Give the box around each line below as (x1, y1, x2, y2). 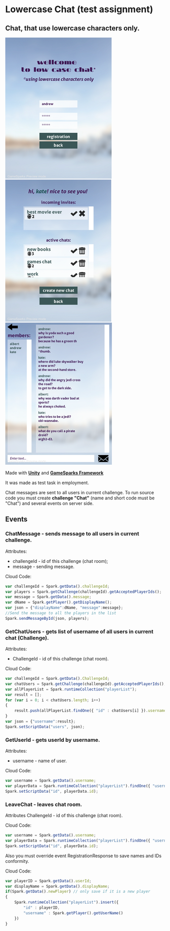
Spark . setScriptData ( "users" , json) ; (5, 724, 85, 729)
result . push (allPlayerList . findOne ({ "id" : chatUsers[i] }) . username (14, 708, 166, 713)
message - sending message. (12, 563, 75, 569)
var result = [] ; (5, 692, 42, 697)
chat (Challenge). (5, 634, 49, 641)
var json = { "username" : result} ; (5, 719, 76, 724)
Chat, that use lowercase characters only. (5, 24, 140, 33)
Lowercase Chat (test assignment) (5, 4, 153, 15)
